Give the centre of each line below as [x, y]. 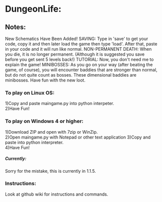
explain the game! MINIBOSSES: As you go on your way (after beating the [79, 65]
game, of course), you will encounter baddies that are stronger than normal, [81, 70]
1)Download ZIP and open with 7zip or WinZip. [51, 132]
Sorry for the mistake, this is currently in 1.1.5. [51, 171]
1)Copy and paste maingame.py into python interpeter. [60, 103]
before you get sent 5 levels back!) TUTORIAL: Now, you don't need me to [79, 59]
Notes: [15, 27]
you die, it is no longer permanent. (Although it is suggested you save [75, 54]
